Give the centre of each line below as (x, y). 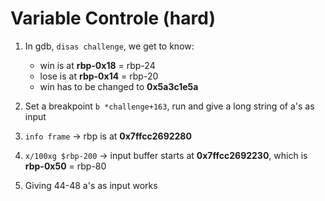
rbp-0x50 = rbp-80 (65, 166)
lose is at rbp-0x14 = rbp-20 (99, 76)
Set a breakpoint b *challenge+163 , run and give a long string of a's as (169, 106)
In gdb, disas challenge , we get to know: (109, 46)
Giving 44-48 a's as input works (91, 185)
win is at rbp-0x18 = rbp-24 (97, 65)
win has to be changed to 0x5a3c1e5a (119, 86)
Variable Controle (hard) (113, 18)
